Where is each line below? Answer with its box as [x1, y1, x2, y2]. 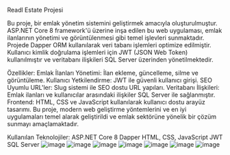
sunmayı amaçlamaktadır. [7, 120, 79, 128]
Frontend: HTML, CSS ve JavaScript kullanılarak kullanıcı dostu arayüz [7, 98, 205, 106]
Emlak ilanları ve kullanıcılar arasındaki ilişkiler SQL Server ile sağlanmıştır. [7, 91, 216, 99]
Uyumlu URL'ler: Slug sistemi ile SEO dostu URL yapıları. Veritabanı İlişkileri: [7, 84, 220, 91]
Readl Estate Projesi [7, 6, 64, 14]
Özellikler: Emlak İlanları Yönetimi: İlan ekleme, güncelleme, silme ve [7, 69, 199, 77]
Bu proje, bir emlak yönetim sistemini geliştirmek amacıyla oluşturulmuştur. [7, 19, 218, 27]
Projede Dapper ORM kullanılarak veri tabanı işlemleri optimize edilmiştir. [7, 41, 212, 49]
